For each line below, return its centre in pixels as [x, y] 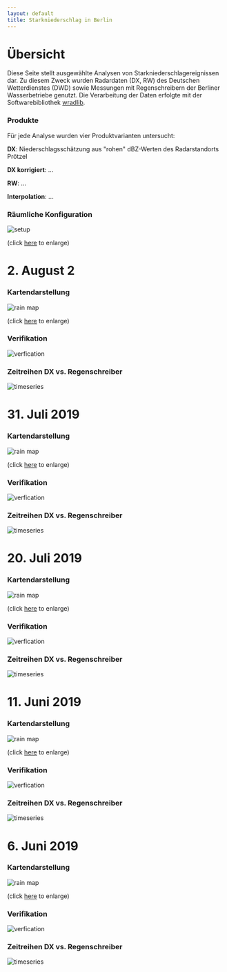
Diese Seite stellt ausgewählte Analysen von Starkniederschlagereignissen [113, 73]
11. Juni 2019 [44, 702]
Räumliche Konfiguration [50, 214]
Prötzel [17, 156]
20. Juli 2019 [45, 559]
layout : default [30, 13]
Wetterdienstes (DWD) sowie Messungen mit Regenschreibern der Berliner [114, 88]
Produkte [23, 120]
